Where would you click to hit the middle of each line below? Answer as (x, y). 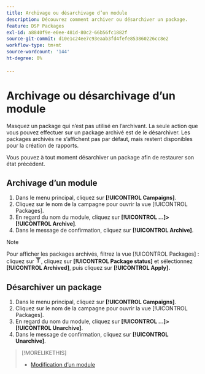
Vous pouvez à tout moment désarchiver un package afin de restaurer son (100, 157)
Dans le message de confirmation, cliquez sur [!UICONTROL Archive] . (104, 231)
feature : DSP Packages (35, 26)
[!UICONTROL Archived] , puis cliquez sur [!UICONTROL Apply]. (88, 268)
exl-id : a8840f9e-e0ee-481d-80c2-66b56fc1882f (67, 32)
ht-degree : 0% (25, 58)
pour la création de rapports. (43, 145)
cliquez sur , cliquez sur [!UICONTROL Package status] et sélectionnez (100, 261)
